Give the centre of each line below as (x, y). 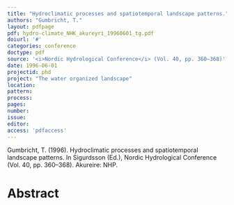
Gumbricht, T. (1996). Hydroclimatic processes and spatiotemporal (103, 150)
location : (22, 85)
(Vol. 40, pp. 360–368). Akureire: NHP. (63, 165)
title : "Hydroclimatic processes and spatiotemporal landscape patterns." (118, 14)
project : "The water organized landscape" (70, 78)
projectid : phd (29, 72)
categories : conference (42, 46)
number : (18, 111)
